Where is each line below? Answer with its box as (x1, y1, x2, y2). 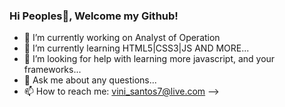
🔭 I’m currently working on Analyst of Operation (23, 32, 221, 44)
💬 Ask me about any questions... (23, 74, 157, 86)
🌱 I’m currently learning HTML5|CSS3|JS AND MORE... (23, 42, 250, 54)
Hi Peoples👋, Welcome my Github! (9, 9, 179, 23)
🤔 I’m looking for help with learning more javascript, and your (23, 53, 276, 65)
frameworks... (23, 64, 82, 76)
